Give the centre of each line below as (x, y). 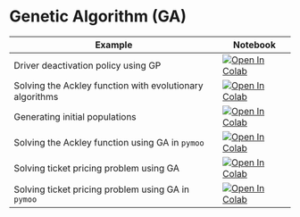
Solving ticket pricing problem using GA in (102, 189)
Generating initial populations (75, 116)
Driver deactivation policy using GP (87, 65)
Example (114, 45)
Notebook (254, 45)
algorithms (36, 96)
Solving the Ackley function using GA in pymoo (109, 142)
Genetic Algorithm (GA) (98, 17)
